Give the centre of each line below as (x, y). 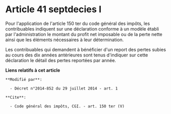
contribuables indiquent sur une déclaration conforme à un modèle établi (82, 28)
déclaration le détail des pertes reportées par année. (61, 60)
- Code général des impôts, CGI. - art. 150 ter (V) (67, 106)
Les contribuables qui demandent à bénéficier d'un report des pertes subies (86, 49)
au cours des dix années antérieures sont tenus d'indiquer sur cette (77, 55)
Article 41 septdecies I (53, 9)
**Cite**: (16, 97)
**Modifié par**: (24, 79)
